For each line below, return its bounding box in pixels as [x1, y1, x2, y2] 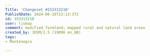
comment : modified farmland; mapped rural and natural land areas [5, 26, 146, 30]
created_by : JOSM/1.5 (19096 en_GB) [5, 30, 81, 35]
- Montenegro [5, 39, 32, 44]
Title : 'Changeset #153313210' [5, 7, 70, 12]
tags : [5, 35, 16, 40]
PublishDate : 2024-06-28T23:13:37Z [5, 12, 79, 17]
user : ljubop [5, 21, 32, 26]
